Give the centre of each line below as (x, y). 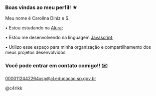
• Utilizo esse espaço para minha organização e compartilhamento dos (78, 47)
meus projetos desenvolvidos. (36, 52)
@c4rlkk (14, 88)
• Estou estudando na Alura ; (34, 28)
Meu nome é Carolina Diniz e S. (37, 18)
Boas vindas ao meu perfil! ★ (42, 7)
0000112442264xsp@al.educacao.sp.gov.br (51, 78)
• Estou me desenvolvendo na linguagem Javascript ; (59, 38)
